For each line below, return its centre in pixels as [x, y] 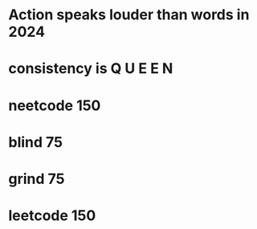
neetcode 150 [55, 105]
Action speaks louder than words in [129, 15]
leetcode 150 [52, 216]
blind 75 [35, 142]
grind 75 [37, 179]
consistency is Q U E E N [91, 69]
